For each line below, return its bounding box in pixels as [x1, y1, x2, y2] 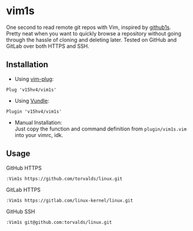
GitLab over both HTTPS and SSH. [6, 43, 90, 50]
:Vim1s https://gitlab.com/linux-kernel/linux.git [6, 197, 133, 203]
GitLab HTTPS [6, 186, 41, 193]
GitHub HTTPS [6, 164, 42, 171]
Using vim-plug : [14, 75, 54, 82]
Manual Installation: [14, 119, 63, 126]
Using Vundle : [14, 97, 50, 104]
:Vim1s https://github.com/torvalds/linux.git [6, 175, 123, 181]
